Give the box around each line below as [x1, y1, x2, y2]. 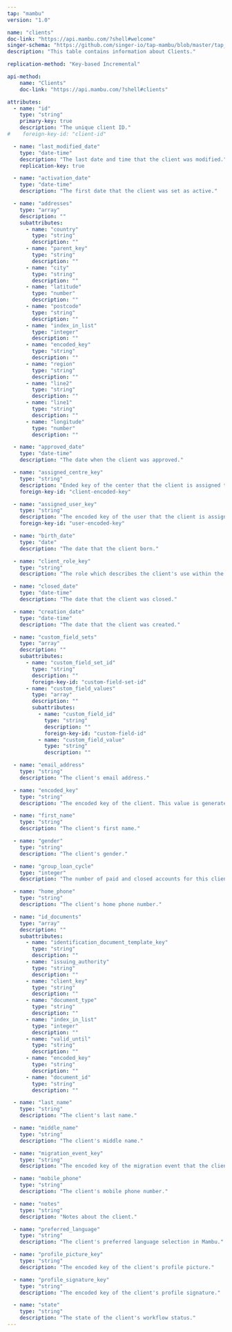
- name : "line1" [25, 399, 72, 406]
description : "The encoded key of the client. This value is [19, 800, 199, 807]
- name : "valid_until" [25, 1035, 91, 1043]
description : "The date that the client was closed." [19, 596, 177, 603]
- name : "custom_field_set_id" [25, 659, 116, 666]
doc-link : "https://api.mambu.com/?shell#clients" [19, 86, 168, 93]
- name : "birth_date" [13, 532, 76, 539]
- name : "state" [13, 1302, 60, 1309]
